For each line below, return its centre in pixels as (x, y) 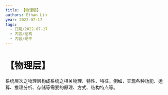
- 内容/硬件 (21, 39)
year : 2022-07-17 (24, 20)
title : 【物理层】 (23, 10)
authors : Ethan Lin (26, 15)
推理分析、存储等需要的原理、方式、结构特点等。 (66, 87)
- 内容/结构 (21, 34)
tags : (11, 24)
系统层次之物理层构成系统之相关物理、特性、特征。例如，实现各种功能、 (82, 81)
